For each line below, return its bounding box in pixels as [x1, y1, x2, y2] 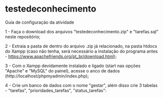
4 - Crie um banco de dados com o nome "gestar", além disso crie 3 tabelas [5, 82, 158, 88]
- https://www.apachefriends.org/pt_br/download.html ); [5, 53, 117, 59]
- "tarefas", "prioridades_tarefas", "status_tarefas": [5, 87, 107, 93]
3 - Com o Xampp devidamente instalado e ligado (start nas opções [5, 63, 141, 69]
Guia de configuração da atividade [5, 19, 74, 25]
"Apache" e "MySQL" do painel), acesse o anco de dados [5, 68, 120, 73]
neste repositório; [5, 34, 40, 40]
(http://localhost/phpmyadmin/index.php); [5, 73, 89, 79]
